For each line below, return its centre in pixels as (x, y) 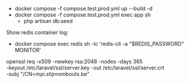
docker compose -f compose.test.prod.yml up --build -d (84, 9)
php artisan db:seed (48, 21)
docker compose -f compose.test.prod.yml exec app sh (83, 15)
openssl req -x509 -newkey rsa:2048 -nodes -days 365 (75, 62)
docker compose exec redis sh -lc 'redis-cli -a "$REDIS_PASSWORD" (100, 44)
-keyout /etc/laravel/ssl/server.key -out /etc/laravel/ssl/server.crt (85, 68)
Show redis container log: (37, 32)
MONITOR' (28, 50)
